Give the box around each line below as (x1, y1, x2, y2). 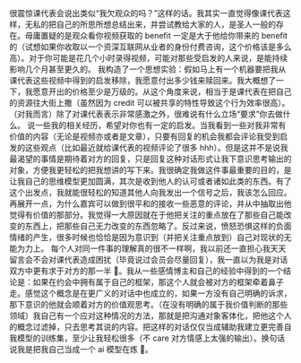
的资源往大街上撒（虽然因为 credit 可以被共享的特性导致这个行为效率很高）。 (9, 98, 290, 108)
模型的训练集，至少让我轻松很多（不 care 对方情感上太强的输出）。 (16, 333, 262, 343)
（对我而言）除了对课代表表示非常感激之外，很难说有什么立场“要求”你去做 (9, 108, 284, 119)
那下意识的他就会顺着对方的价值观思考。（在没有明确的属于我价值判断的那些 (9, 299, 288, 309)
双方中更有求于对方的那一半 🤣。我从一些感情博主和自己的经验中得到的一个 (9, 265, 284, 276)
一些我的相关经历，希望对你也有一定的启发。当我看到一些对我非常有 (34, 120, 287, 130)
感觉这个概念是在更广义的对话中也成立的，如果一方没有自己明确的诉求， (24, 288, 292, 298)
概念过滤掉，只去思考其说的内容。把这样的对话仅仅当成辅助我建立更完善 (16, 322, 284, 332)
